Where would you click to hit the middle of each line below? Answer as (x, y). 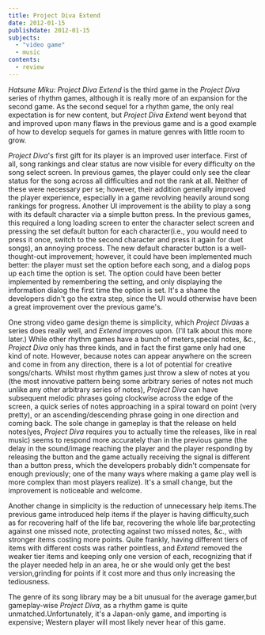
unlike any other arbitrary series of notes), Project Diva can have (114, 390)
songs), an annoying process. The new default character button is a (119, 248)
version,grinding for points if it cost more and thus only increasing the (122, 573)
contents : (25, 60)
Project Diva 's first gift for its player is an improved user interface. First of (128, 155)
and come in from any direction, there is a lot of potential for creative (120, 364)
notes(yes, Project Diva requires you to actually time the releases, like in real (132, 432)
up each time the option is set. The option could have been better (115, 273)
